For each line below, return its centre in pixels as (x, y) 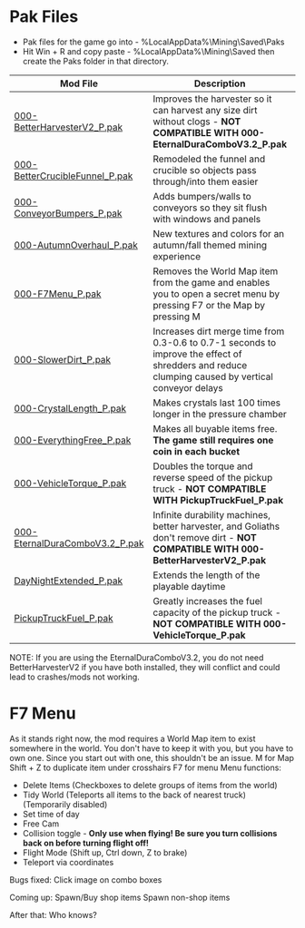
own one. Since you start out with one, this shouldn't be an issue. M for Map (152, 757)
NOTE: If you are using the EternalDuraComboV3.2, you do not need (137, 657)
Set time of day (51, 814)
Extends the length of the (207, 575)
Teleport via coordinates (68, 862)
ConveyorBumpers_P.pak (68, 213)
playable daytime (189, 586)
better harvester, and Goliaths (216, 526)
